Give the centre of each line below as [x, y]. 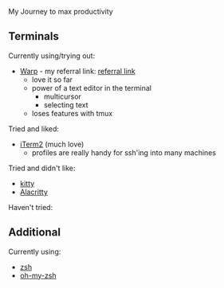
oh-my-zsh [38, 275]
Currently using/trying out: [52, 56]
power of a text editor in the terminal [91, 88]
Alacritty [33, 192]
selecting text [66, 105]
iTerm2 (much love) [52, 144]
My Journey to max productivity [61, 12]
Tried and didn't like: [42, 168]
